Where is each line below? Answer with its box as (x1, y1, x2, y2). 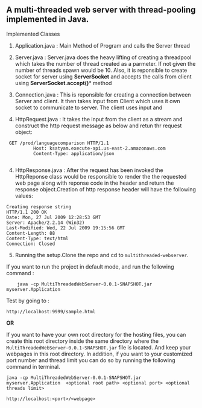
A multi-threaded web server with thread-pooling (6, 5, 196, 15)
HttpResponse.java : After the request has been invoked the (14, 166, 164, 174)
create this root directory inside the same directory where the (6, 337, 159, 345)
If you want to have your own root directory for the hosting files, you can (6, 331, 186, 338)
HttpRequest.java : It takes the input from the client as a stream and (14, 115, 183, 123)
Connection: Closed (6, 241, 55, 247)
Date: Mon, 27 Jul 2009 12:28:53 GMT (6, 214, 101, 220)
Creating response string (6, 203, 71, 210)
